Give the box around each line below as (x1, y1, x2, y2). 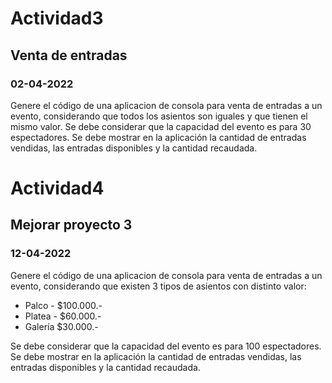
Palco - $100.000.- (24, 299, 103, 311)
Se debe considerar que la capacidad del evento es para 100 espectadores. (10, 340, 322, 352)
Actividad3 (10, 7, 104, 30)
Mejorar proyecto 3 (10, 217, 133, 234)
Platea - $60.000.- (24, 310, 102, 322)
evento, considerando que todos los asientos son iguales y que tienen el (10, 110, 308, 122)
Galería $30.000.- (24, 320, 99, 332)
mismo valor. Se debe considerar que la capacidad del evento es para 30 (10, 120, 312, 132)
